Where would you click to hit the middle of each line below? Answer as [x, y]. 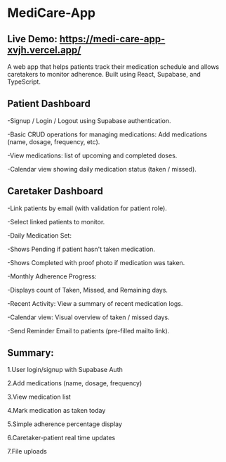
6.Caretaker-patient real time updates [61, 438]
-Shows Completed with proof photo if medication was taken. [96, 262]
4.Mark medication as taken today [56, 411]
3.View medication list [39, 397]
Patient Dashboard [49, 104]
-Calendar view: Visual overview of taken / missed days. [88, 317]
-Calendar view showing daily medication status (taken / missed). [102, 169]
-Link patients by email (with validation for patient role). [87, 208]
